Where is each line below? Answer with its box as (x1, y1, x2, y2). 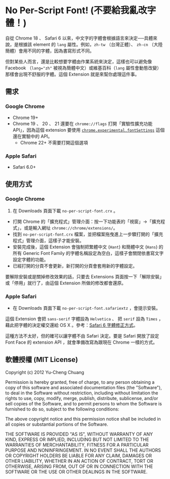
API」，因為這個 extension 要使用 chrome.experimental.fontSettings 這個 (12, 127, 165, 133)
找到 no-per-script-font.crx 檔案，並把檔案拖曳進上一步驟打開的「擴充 (12, 231, 163, 237)
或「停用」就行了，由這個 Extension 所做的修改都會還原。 (5, 280, 126, 286)
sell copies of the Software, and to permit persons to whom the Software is (5, 400, 162, 407)
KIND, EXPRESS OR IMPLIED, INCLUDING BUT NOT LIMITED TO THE (5, 436, 149, 443)
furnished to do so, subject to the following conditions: (5, 406, 119, 412)
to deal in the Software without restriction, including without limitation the (5, 390, 158, 396)
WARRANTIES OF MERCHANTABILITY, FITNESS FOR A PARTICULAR (5, 441, 149, 448)
